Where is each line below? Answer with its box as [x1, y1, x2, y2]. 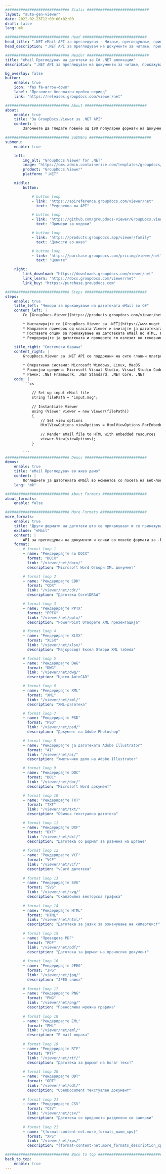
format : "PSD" [27, 720, 56, 725]
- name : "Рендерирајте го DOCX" [23, 551, 90, 556]
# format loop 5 [23, 656, 56, 661]
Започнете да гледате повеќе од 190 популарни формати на [23, 126, 145, 131]
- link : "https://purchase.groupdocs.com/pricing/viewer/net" [31, 253, 163, 258]
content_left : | [14, 308, 48, 313]
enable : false [14, 501, 43, 506]
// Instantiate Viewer [31, 404, 79, 409]
